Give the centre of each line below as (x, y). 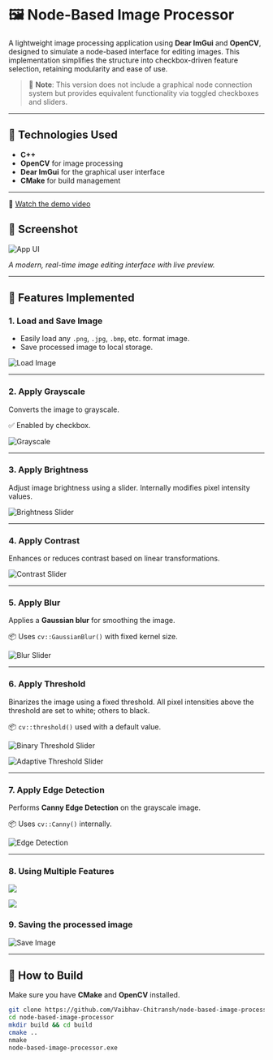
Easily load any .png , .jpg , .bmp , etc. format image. (105, 339)
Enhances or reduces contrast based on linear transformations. (114, 558)
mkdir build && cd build (50, 1025)
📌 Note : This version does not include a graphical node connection (140, 84)
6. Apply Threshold (47, 684)
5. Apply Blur (35, 603)
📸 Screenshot (43, 229)
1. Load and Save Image (56, 321)
